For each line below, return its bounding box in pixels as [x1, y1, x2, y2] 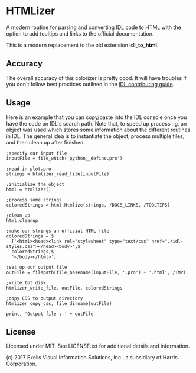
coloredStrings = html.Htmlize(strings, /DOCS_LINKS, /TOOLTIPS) [6, 202, 170, 208]
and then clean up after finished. [6, 139, 86, 146]
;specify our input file [6, 150, 67, 156]
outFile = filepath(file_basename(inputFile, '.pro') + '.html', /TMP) [6, 269, 186, 275]
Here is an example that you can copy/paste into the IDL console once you [6, 114, 187, 121]
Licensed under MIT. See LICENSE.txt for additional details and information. [6, 342, 190, 350]
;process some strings [6, 197, 62, 202]
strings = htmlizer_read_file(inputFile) [6, 171, 110, 177]
